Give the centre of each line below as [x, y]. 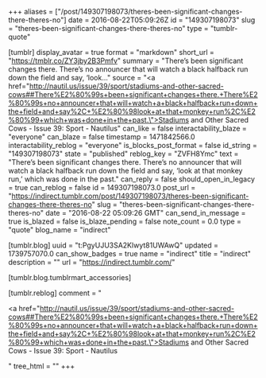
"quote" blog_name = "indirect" [60, 230]
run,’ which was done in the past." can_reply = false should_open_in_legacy [132, 179]
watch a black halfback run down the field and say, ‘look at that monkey [125, 171]
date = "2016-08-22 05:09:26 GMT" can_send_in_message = [145, 213]
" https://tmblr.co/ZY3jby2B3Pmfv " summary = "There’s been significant [126, 60]
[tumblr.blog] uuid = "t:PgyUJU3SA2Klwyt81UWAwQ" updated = [114, 245]
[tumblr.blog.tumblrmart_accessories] [70, 277]
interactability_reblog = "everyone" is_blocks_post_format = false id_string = [133, 145]
